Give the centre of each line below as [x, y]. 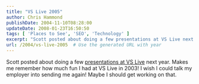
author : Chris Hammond [34, 17]
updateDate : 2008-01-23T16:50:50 [48, 28]
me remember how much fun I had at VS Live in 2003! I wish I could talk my [99, 68]
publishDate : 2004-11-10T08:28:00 [49, 23]
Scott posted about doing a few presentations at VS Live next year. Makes [97, 62]
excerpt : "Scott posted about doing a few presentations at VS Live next [100, 39]
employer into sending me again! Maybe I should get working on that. [91, 74]
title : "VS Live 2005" [34, 12]
